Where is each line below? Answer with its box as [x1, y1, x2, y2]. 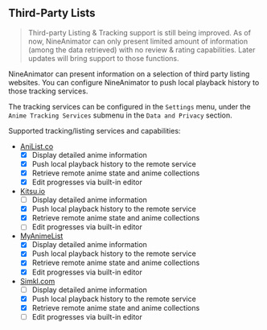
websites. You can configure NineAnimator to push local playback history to [8, 77, 260, 87]
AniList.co [19, 141, 54, 151]
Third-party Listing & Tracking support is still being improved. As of [27, 27, 252, 37]
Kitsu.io [19, 187, 46, 196]
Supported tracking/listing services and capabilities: [8, 126, 181, 135]
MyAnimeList [19, 231, 64, 241]
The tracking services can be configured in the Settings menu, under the [8, 101, 251, 111]
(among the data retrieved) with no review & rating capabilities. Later [27, 44, 256, 55]
